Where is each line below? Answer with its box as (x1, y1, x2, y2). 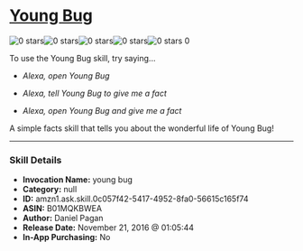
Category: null (22, 184, 78, 195)
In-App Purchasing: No (22, 232, 111, 243)
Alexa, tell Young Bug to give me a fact (22, 88, 167, 98)
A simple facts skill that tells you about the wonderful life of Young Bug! (9, 123, 275, 134)
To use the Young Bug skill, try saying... (9, 52, 156, 63)
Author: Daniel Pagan (22, 213, 104, 224)
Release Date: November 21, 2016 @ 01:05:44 (22, 222, 195, 233)
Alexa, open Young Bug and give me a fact (22, 105, 182, 116)
